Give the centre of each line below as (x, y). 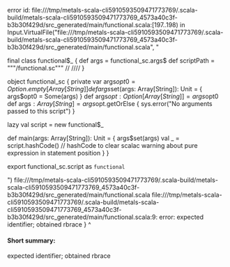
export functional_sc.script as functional (66, 166)
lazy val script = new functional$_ (55, 124)
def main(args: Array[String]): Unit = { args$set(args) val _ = (93, 138)
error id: (19, 10)
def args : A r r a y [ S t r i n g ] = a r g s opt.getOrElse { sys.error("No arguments (110, 104)
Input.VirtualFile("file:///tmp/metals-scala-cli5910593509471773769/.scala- (115, 32)
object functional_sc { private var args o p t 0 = (71, 82)
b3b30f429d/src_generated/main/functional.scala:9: (83, 217)
